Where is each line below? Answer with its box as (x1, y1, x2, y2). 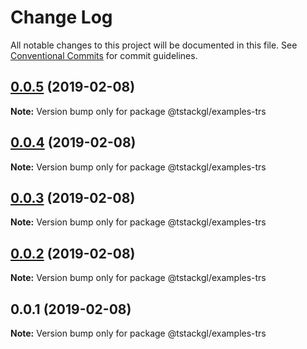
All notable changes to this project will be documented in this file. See (10, 39, 298, 51)
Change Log (10, 6, 113, 29)
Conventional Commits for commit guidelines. (10, 49, 198, 61)
